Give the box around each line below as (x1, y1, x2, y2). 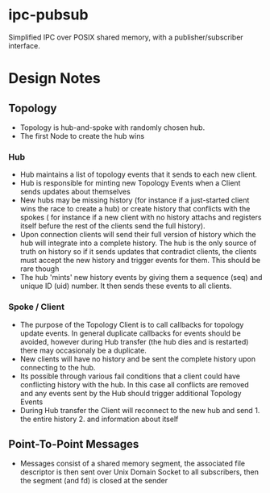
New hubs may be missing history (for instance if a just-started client (19, 195, 250, 205)
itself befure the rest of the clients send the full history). (19, 221, 206, 231)
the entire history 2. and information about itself (19, 414, 179, 424)
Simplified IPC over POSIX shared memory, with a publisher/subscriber (8, 32, 243, 42)
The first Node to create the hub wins (19, 131, 145, 140)
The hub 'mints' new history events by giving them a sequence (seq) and (19, 273, 263, 282)
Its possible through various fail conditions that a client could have (19, 371, 240, 381)
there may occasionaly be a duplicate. (19, 345, 147, 355)
